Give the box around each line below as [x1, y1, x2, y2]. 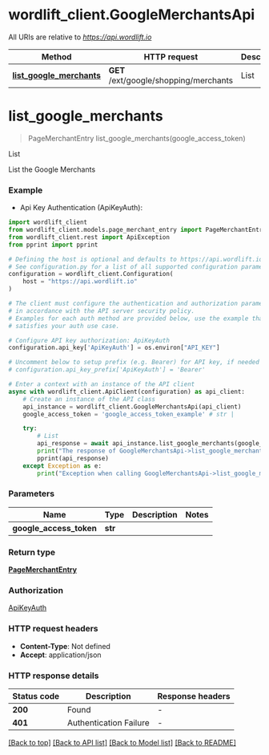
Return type [8, 546, 56, 558]
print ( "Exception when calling [37, 469, 142, 477]
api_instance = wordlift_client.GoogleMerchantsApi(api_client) [22, 403, 242, 411]
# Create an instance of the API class [22, 395, 156, 403]
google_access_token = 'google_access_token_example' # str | [22, 410, 235, 418]
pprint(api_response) [37, 454, 110, 462]
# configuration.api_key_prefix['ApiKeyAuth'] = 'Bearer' [8, 366, 206, 374]
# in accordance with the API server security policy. [8, 306, 195, 315]
